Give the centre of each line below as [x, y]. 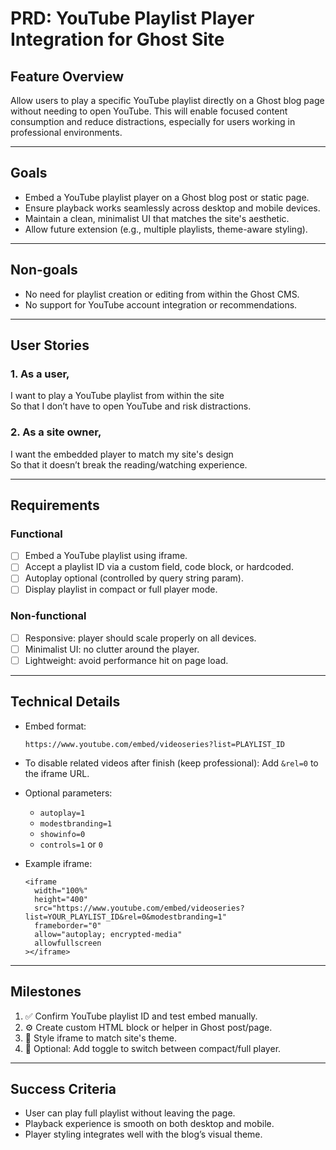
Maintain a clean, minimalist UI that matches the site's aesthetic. [157, 218]
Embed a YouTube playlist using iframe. [106, 556]
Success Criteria [63, 1089]
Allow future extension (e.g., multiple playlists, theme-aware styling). [166, 229]
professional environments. [66, 132]
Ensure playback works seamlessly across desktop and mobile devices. [172, 208]
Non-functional [48, 616]
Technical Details [65, 702]
